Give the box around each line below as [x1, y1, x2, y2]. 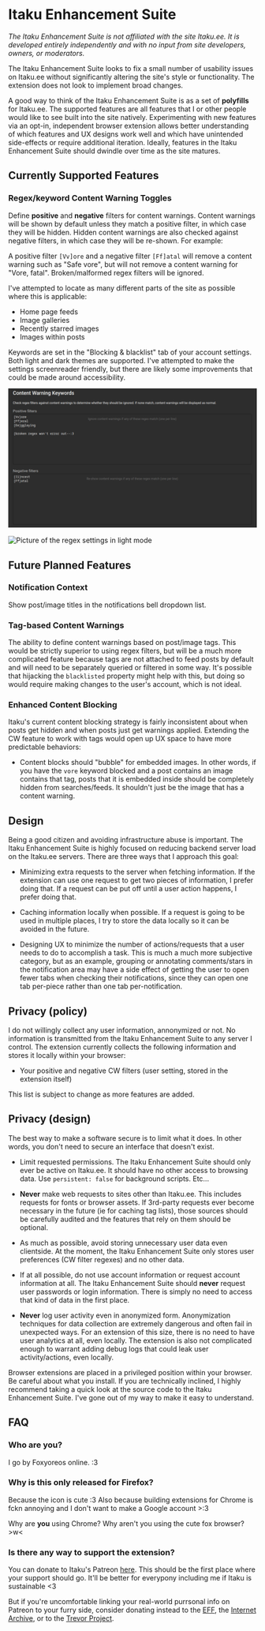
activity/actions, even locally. [19, 1352, 114, 1362]
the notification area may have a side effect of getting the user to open [19, 965, 250, 974]
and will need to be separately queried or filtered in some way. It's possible [8, 663, 252, 673]
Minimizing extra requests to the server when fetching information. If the [19, 867, 256, 877]
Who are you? [8, 1439, 63, 1450]
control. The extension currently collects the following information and [8, 1042, 237, 1052]
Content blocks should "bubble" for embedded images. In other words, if [19, 758, 256, 767]
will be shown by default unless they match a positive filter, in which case [8, 219, 247, 228]
